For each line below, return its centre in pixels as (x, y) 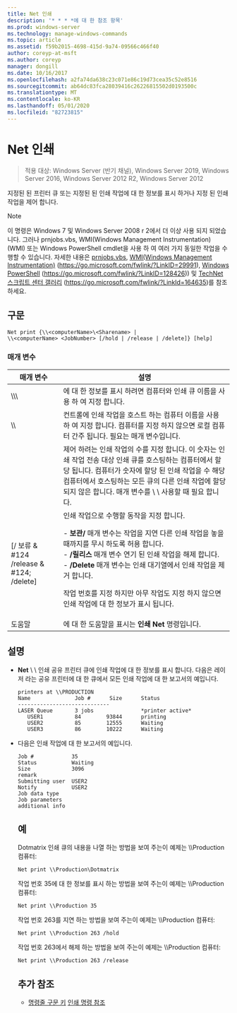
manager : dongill (33, 66)
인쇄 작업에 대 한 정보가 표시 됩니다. (119, 603)
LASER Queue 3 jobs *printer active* (104, 711)
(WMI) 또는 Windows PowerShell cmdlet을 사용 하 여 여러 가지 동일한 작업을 (114, 248)
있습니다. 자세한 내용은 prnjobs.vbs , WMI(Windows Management (120, 257)
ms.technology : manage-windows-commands (68, 34)
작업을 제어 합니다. (33, 201)
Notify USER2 (53, 787)
